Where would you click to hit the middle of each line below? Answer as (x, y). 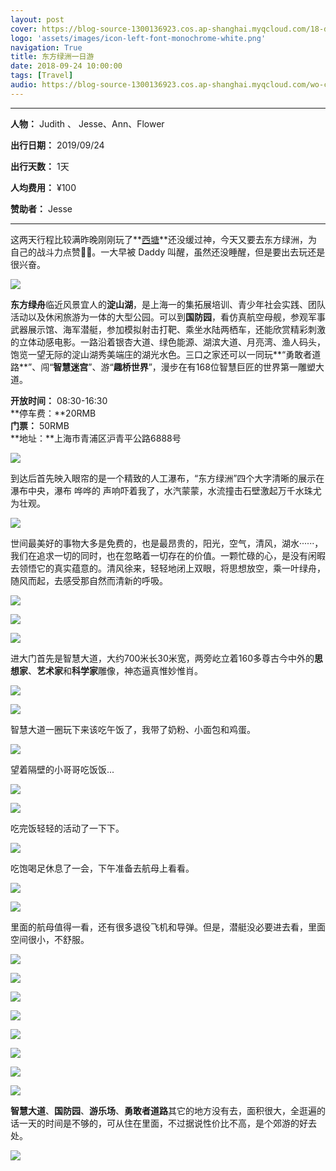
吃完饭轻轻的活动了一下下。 (67, 828)
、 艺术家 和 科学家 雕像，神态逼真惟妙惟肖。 (115, 670)
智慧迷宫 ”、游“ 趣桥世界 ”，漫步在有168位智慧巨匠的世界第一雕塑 (184, 367)
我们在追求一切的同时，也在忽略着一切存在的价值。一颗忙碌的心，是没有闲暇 (168, 555)
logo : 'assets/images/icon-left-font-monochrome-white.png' (138, 38)
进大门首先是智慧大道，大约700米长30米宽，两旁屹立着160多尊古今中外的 (162, 658)
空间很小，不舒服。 (50, 939)
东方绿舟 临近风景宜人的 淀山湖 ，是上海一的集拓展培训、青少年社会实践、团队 (168, 304)
